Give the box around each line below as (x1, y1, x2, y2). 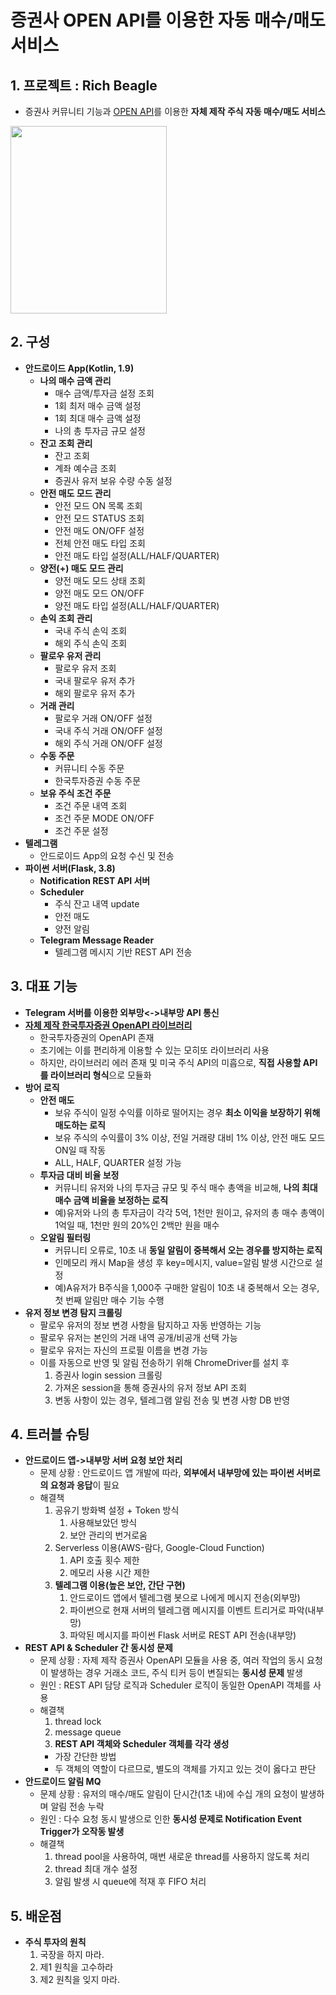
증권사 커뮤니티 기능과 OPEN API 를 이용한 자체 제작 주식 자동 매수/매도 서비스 (24, 106, 326, 117)
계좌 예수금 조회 (54, 462, 117, 474)
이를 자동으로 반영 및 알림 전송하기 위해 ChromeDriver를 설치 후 (39, 1356, 290, 1368)
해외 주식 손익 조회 (54, 637, 128, 649)
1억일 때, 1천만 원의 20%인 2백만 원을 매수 (54, 1219, 220, 1231)
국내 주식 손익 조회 (54, 624, 128, 636)
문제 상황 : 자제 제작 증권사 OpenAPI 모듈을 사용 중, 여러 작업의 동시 (39, 1654, 305, 1666)
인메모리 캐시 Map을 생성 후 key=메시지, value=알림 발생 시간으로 (54, 1256, 313, 1268)
